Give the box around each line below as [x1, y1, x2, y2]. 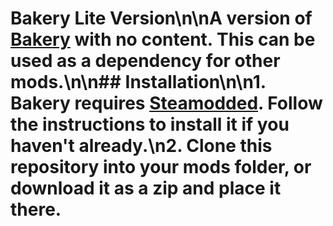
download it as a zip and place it [10, 177, 282, 200]
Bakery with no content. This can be [10, 28, 316, 51]
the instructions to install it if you [10, 113, 290, 136]
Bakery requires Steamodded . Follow [10, 92, 323, 115]
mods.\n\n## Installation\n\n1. [10, 71, 267, 94]
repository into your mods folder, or [10, 156, 312, 179]
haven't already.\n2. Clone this [10, 135, 273, 157]
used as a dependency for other [10, 50, 281, 72]
